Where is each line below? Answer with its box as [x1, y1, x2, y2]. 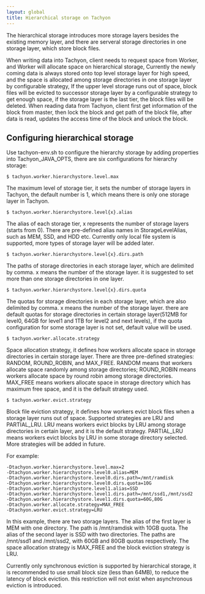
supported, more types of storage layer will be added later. [6, 239, 155, 247]
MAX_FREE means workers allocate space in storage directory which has [6, 379, 191, 386]
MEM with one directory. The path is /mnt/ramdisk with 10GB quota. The [6, 524, 188, 532]
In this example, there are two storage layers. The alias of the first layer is [6, 518, 192, 525]
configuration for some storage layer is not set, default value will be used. [6, 324, 192, 331]
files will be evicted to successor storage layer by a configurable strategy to [6, 89, 198, 96]
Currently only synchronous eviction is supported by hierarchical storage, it [6, 562, 197, 570]
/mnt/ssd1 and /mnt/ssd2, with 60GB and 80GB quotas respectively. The [6, 537, 189, 545]
